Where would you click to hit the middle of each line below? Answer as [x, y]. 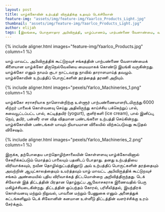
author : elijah [21, 28]
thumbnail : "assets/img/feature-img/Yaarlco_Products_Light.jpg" [73, 23]
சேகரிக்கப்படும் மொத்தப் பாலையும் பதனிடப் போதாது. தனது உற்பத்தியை [71, 160]
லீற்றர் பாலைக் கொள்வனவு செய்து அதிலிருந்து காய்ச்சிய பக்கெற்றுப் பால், [72, 108]
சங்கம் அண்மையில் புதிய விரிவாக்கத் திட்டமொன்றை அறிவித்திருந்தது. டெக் [75, 176]
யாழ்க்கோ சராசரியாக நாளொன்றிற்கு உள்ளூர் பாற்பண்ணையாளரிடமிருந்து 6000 [80, 102]
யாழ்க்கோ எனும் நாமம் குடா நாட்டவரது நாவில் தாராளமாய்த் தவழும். [69, 72]
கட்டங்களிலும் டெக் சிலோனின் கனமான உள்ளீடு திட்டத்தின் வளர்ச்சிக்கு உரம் [77, 199]
